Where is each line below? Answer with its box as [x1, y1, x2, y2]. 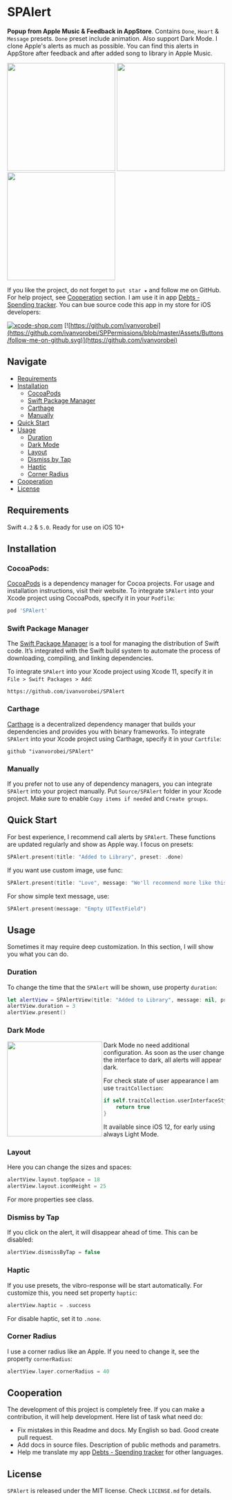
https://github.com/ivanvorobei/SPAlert [7, 688, 126, 695]
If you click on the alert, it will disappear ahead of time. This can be [7, 1228, 198, 1237]
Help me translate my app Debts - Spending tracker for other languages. [17, 1448, 224, 1456]
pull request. [17, 1434, 53, 1442]
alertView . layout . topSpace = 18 [7, 1176, 100, 1183]
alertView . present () [7, 1009, 67, 1016]
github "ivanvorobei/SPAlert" [7, 748, 95, 755]
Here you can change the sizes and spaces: [7, 1163, 133, 1172]
